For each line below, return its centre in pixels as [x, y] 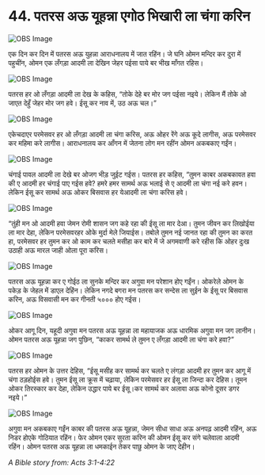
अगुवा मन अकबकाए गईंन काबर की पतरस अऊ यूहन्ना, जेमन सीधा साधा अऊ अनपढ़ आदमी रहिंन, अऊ [132, 428]
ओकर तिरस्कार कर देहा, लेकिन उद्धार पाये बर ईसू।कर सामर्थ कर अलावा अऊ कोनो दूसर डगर [124, 389]
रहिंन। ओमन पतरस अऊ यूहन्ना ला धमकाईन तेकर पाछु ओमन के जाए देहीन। [102, 446]
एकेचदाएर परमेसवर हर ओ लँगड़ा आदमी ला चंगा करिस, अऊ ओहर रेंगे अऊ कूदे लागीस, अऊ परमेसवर [132, 134]
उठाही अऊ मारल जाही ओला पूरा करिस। [58, 250]
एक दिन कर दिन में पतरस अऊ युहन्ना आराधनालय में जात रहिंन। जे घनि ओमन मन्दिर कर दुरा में [125, 54]
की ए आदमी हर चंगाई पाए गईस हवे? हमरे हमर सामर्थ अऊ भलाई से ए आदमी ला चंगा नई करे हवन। [128, 183]
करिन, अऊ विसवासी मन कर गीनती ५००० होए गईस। [75, 299]
